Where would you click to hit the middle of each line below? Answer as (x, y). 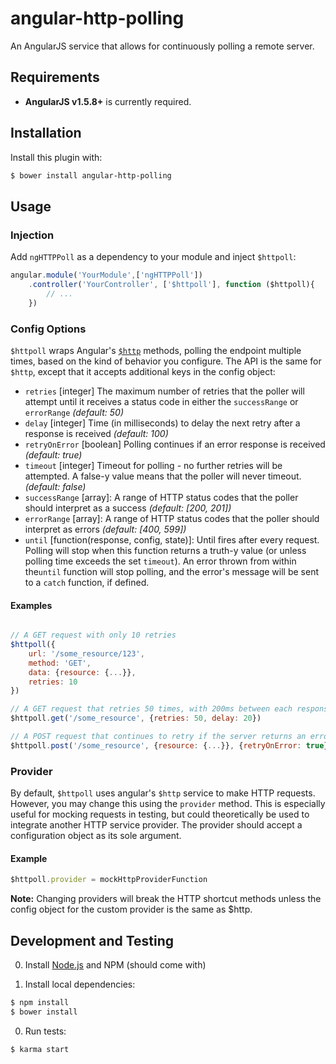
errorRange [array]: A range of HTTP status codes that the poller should (172, 518)
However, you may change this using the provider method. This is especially (168, 804)
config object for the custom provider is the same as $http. (131, 909)
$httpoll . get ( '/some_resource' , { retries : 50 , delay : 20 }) (136, 718)
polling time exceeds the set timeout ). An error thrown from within (160, 561)
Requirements (55, 77)
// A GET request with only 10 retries (93, 635)
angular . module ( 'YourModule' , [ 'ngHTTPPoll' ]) (106, 275)
